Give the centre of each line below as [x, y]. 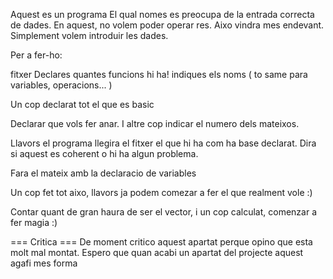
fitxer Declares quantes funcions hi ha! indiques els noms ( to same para [159, 74]
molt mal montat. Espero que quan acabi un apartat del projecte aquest [157, 252]
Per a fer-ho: [36, 55]
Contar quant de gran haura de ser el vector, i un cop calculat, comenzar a [164, 212]
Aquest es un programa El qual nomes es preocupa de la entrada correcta [162, 14]
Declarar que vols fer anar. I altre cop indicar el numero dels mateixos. [155, 123]
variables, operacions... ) [61, 85]
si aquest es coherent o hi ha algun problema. [104, 153]
